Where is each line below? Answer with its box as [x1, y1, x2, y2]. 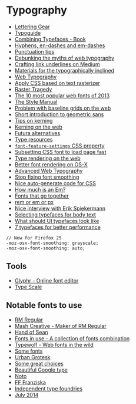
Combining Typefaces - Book [14, 35, 87, 42]
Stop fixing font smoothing [14, 173, 79, 180]
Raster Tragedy [14, 86, 52, 93]
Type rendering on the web [14, 155, 81, 162]
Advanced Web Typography [14, 167, 83, 174]
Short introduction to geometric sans [14, 110, 104, 118]
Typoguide [14, 29, 41, 36]
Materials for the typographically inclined [14, 67, 115, 74]
